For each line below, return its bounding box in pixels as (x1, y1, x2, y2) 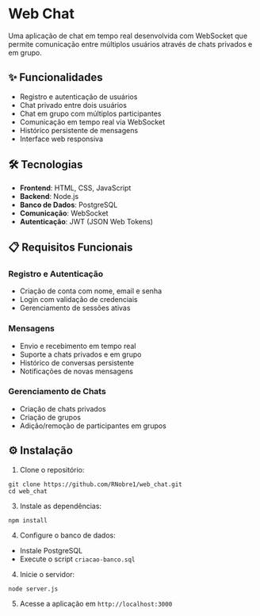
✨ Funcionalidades (8, 71, 103, 84)
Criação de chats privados (19, 404, 106, 413)
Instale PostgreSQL (19, 545, 83, 555)
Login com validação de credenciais (19, 295, 138, 304)
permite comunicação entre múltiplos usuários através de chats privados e (8, 39, 253, 48)
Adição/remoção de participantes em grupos (19, 421, 166, 430)
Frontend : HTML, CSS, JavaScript (19, 183, 132, 193)
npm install (8, 516, 48, 524)
